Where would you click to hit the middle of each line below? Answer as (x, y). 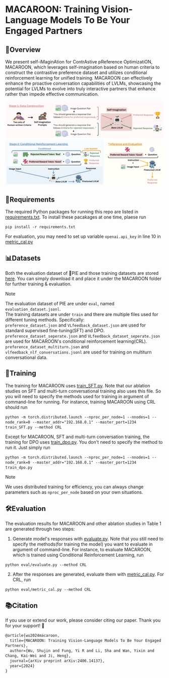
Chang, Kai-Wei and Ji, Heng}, (38, 656)
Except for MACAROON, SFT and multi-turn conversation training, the (77, 437)
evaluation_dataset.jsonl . (33, 309)
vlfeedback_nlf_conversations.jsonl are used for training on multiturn (78, 352)
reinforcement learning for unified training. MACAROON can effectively (79, 78)
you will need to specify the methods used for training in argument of (77, 396)
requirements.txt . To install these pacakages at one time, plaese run (76, 217)
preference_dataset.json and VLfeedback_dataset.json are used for (76, 325)
